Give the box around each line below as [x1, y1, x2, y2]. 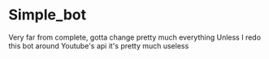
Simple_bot [8, 6, 87, 24]
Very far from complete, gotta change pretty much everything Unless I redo [8, 32, 262, 42]
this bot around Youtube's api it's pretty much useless [8, 40, 189, 50]
